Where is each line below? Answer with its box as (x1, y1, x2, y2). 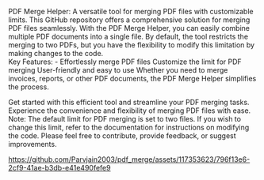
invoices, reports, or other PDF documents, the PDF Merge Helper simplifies (8, 74, 257, 83)
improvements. (8, 140, 57, 148)
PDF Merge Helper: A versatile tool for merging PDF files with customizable (8, 7, 254, 16)
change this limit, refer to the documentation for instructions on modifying (8, 122, 250, 132)
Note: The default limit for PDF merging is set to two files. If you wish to (8, 114, 242, 123)
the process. (8, 82, 49, 92)
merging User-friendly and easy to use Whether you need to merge (8, 66, 228, 74)
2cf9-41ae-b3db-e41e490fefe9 (8, 163, 111, 172)
